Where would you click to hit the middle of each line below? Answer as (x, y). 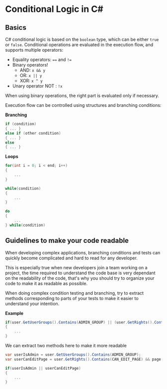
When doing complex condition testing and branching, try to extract (75, 293)
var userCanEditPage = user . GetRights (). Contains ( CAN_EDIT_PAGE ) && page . (84, 359)
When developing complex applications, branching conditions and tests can (83, 252)
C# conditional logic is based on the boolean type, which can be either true (82, 39)
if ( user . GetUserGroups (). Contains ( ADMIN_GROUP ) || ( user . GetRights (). (80, 322)
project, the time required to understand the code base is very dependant (80, 273)
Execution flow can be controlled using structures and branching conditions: (83, 105)
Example (14, 313)
